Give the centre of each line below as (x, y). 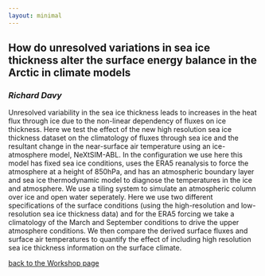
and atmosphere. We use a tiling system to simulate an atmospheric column (132, 189)
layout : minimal (35, 16)
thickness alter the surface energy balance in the (132, 60)
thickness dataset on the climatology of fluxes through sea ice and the (123, 138)
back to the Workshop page (54, 263)
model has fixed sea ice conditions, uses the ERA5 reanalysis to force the (129, 163)
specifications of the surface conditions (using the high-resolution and (124, 206)
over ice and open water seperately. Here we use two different (111, 197)
